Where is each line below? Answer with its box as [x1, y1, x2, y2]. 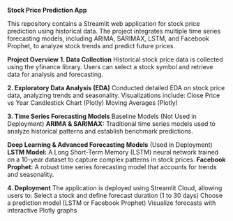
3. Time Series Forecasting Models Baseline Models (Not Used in [7, 112, 197, 120]
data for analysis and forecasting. [7, 70, 103, 78]
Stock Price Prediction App [7, 6, 87, 14]
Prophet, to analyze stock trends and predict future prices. [7, 42, 176, 50]
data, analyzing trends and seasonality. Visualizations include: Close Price [7, 91, 220, 99]
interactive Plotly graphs [7, 206, 77, 214]
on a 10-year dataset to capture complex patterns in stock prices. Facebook [7, 155, 226, 164]
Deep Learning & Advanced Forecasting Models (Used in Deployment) [7, 141, 213, 149]
